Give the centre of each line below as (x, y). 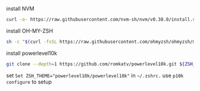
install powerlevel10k (32, 53)
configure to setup (29, 81)
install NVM (20, 9)
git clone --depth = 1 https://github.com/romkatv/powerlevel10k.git (92, 64)
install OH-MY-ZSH (30, 31)
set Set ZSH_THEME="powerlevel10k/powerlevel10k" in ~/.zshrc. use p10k (95, 75)
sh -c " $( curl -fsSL (32, 42)
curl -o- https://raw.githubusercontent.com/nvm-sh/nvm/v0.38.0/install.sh (102, 20)
